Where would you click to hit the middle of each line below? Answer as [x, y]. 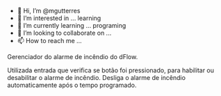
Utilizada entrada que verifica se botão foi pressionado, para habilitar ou [110, 70]
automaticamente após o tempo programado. [72, 85]
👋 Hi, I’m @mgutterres [49, 11]
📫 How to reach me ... [49, 41]
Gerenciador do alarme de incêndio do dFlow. [73, 57]
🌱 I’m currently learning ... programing [72, 25]
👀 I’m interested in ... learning [59, 18]
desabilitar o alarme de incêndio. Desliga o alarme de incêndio [97, 78]
